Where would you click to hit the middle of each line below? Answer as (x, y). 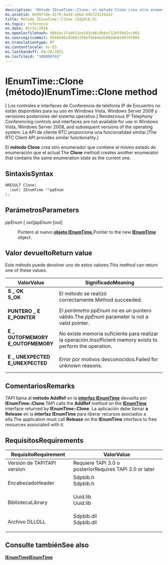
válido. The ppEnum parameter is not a (104, 317)
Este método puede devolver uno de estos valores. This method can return (82, 265)
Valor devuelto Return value (49, 253)
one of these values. (26, 270)
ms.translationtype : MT (30, 43)
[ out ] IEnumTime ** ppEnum (37, 190)
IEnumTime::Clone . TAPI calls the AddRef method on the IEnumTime (76, 403)
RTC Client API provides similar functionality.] (52, 138)
